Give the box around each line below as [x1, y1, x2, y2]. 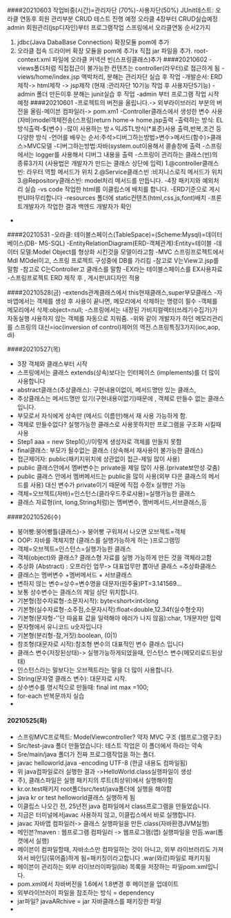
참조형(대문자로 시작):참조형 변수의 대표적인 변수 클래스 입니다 [17, 640, 184, 648]
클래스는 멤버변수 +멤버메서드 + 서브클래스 [17, 571, 132, 579]
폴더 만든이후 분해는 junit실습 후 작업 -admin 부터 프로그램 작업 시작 [37, 90, 219, 98]
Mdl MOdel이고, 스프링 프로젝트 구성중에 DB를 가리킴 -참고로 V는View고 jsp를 [7, 257, 219, 264]
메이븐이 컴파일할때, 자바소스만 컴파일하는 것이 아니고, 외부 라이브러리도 [17, 845, 211, 854]
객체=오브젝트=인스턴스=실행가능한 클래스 [17, 545, 132, 553]
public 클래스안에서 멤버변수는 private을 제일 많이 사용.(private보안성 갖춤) [17, 463, 221, 472]
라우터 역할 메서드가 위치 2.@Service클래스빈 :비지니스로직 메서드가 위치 [26, 168, 223, 176]
